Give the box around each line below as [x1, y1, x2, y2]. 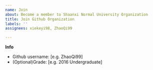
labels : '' [5, 21, 28, 26]
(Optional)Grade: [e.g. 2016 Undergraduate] [12, 59, 103, 65]
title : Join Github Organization [5, 16, 75, 21]
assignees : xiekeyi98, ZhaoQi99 [5, 26, 72, 31]
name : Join [5, 7, 28, 12]
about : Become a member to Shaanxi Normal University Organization [5, 12, 149, 17]
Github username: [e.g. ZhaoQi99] [12, 53, 83, 60]
